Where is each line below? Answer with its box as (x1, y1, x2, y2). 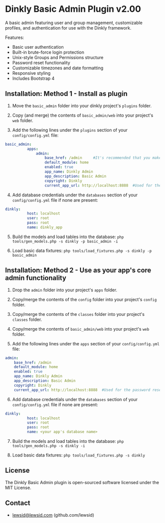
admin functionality (5, 274, 66, 282)
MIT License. (5, 485, 31, 491)
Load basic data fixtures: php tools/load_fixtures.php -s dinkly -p (12, 247, 152, 253)
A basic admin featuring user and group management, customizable (5, 20, 143, 26)
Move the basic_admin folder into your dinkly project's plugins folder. (12, 102, 152, 109)
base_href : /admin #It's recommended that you (44, 155, 151, 160)
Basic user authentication (12, 44, 64, 50)
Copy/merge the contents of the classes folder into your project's (12, 311, 145, 317)
